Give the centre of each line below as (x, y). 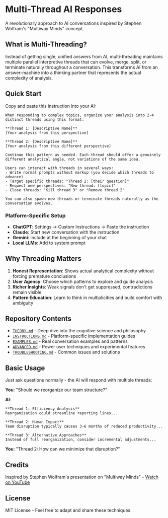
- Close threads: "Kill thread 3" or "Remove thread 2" (65, 190)
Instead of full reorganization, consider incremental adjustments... (81, 440)
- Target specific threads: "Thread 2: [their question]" (67, 181)
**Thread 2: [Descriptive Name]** (41, 141)
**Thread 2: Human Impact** (35, 422)
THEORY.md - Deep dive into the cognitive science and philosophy (79, 331)
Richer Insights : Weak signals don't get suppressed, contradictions (82, 287)
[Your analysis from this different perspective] (58, 146)
